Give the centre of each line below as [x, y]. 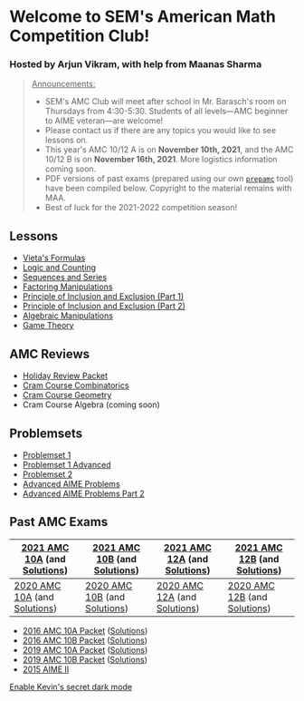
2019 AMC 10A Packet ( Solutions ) [85, 649]
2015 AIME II [46, 669]
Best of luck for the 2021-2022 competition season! [141, 208]
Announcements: [63, 84]
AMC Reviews [50, 354]
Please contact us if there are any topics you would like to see [161, 131]
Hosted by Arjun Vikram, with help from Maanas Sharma [136, 64]
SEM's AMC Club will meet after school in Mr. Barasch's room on [166, 102]
